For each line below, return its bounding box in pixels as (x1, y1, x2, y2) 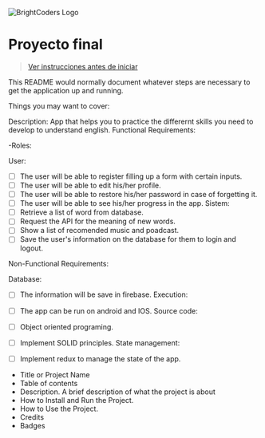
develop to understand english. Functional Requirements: (8, 124, 196, 135)
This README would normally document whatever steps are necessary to (8, 77, 251, 87)
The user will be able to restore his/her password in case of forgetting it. (19, 190, 258, 199)
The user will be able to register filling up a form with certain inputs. (19, 172, 243, 181)
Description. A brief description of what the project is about (19, 387, 216, 397)
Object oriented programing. (19, 322, 114, 331)
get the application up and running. (8, 85, 124, 95)
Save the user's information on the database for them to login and (19, 235, 237, 244)
